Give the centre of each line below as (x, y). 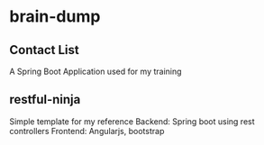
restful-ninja (45, 100)
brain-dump (55, 17)
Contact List (44, 50)
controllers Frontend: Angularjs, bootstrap (87, 131)
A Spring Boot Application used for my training (96, 71)
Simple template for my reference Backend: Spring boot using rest (132, 121)
